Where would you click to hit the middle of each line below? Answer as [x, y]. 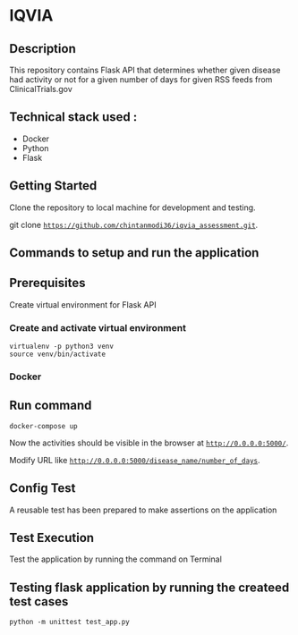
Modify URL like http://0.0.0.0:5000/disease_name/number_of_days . [135, 460]
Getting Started [53, 186]
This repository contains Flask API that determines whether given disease [145, 70]
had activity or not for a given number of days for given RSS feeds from [141, 80]
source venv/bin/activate [57, 354]
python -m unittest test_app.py [69, 622]
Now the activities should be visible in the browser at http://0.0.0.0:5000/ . [149, 443]
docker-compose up [43, 426]
